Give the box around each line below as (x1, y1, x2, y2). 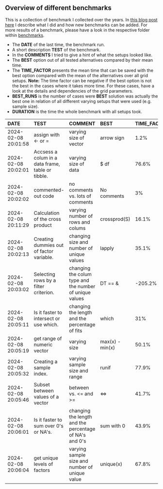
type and (68, 277, 90, 283)
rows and (68, 218, 91, 225)
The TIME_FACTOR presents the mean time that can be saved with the (12, 67, 154, 73)
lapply (100, 244, 114, 251)
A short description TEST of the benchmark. (12, 47, 101, 52)
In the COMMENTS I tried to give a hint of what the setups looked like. (12, 52, 153, 58)
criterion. (33, 289, 54, 295)
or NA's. (33, 428, 52, 435)
